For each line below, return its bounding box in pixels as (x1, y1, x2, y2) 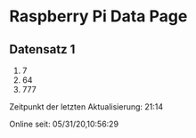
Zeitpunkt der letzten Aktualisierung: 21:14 (9, 101, 164, 112)
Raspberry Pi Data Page (9, 6, 188, 27)
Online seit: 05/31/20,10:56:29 (9, 118, 118, 129)
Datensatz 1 (9, 42, 76, 57)
